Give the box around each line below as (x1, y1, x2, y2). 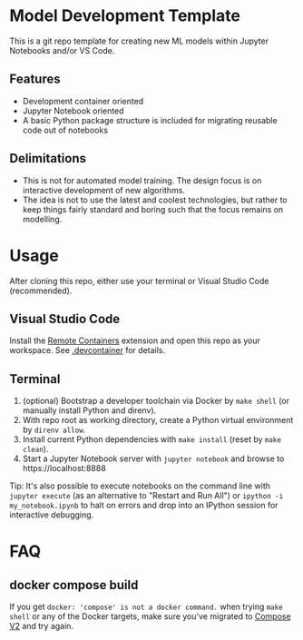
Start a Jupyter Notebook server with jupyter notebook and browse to (22, 453, 285, 464)
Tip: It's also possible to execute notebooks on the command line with (9, 480, 270, 491)
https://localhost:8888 (22, 463, 106, 474)
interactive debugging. (9, 509, 94, 520)
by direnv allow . (22, 424, 86, 436)
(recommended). (9, 285, 73, 296)
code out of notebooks (22, 124, 109, 135)
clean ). (22, 444, 49, 455)
